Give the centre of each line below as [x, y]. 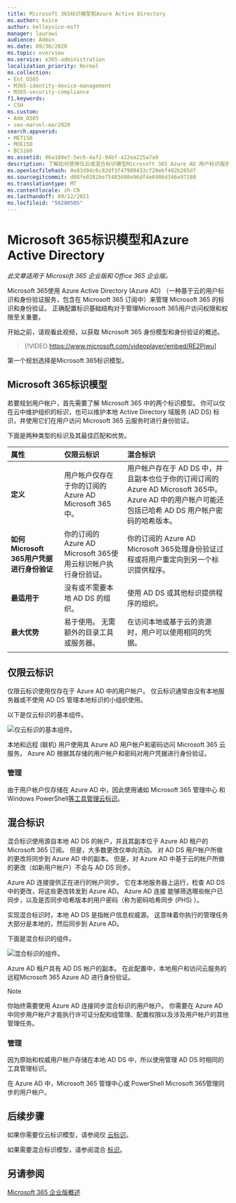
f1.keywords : [26, 99]
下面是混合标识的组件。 [41, 938]
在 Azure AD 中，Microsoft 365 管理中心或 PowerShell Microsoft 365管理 [113, 1083]
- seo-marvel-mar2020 [39, 125]
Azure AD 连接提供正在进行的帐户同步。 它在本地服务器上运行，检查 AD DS [116, 882]
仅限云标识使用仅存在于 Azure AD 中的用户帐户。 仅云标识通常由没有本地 [113, 691]
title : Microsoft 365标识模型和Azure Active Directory [87, 14]
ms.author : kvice [33, 20]
